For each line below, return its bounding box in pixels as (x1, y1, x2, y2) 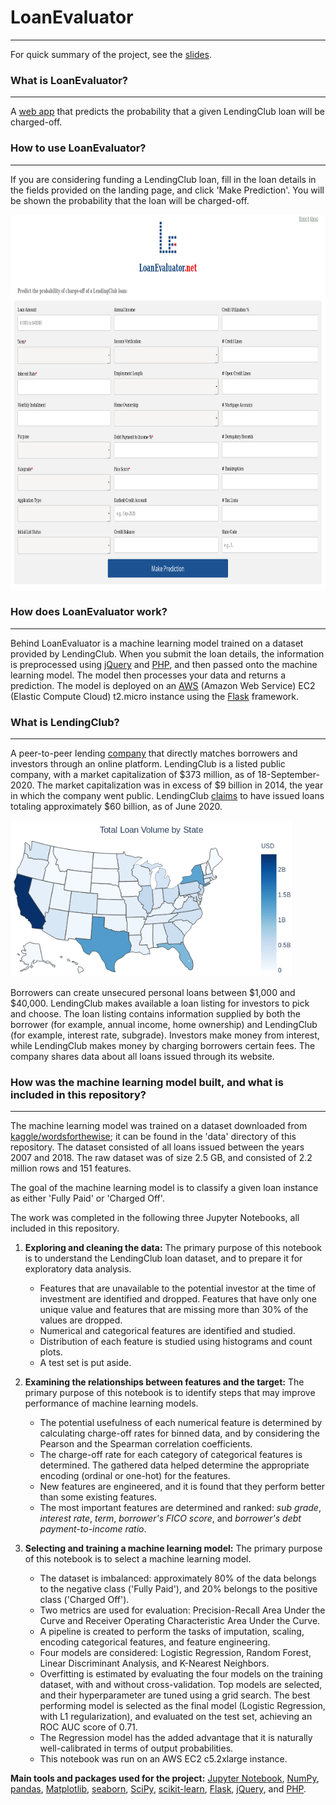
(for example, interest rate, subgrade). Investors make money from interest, (10, 1029, 320, 1041)
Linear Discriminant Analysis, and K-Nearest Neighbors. (39, 1657, 270, 1670)
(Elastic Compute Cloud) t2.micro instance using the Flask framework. (10, 690, 299, 702)
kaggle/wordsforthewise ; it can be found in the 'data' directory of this (10, 1131, 297, 1143)
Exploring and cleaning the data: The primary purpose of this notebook (24, 1242, 322, 1254)
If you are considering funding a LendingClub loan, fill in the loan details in (10, 173, 317, 185)
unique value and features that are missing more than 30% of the (39, 1304, 309, 1316)
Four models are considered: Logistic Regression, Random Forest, (39, 1647, 312, 1659)
